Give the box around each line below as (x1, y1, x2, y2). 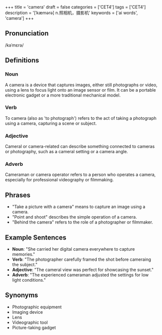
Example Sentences (5, 233, 66, 241)
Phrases (5, 191, 31, 199)
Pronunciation (5, 29, 49, 38)
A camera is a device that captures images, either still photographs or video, (5, 82, 158, 88)
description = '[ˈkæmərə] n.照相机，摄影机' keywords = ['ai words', (5, 10, 138, 16)
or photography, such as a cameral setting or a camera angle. (5, 149, 129, 155)
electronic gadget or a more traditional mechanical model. (5, 92, 121, 98)
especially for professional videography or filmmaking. (5, 177, 114, 183)
